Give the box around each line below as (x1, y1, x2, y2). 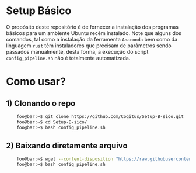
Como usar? (6, 75, 66, 88)
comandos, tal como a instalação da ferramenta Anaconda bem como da (6, 36, 178, 43)
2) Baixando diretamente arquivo (6, 140, 128, 150)
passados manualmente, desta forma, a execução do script (6, 48, 149, 55)
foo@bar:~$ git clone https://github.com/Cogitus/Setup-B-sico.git (16, 113, 184, 119)
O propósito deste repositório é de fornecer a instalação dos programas (6, 23, 179, 30)
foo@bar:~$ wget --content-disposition (16, 156, 114, 162)
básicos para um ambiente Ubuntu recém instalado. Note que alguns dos (6, 29, 182, 36)
